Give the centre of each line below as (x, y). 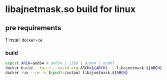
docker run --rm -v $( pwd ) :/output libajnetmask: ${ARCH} (67, 73)
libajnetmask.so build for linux (71, 9)
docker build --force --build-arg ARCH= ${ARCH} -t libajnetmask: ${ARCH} (84, 68)
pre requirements (33, 28)
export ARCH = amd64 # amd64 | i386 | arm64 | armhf (60, 63)
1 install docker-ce (24, 40)
